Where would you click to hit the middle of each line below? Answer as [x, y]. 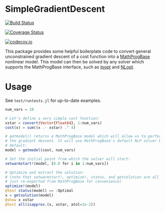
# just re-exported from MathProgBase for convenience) [63, 182]
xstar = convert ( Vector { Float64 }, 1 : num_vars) [54, 123]
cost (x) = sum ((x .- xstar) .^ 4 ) [41, 127]
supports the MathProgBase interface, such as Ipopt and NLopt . [70, 67]
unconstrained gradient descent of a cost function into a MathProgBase [78, 56]
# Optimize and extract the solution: [45, 172]
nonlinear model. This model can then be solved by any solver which [74, 61]
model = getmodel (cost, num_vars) [41, 150]
